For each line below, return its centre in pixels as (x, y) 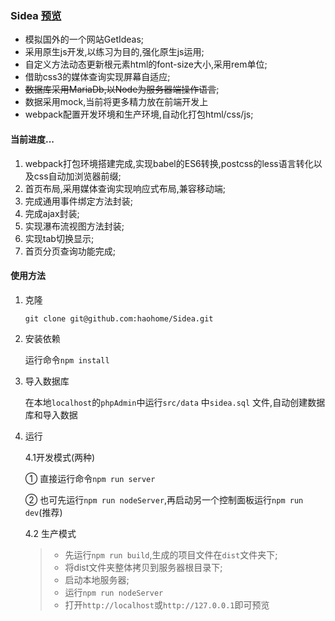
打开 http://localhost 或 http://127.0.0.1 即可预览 (167, 604)
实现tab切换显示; (59, 238)
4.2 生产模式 (50, 533)
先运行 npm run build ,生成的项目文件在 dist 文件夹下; (171, 554)
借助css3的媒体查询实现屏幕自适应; (97, 77)
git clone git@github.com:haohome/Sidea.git (119, 318)
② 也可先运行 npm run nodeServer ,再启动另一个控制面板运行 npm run (164, 499)
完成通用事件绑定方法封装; (79, 201)
